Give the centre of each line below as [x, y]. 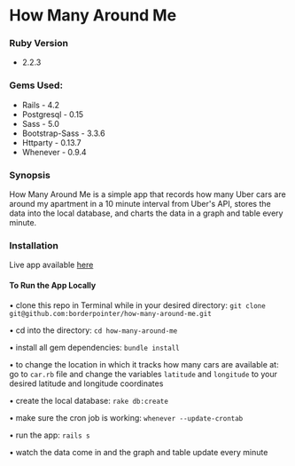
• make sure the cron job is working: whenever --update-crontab [126, 417]
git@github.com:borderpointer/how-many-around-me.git [111, 313]
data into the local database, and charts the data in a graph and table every [146, 213]
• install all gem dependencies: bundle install [94, 347]
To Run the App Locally [53, 285]
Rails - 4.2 [41, 105]
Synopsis [30, 175]
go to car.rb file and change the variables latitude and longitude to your [143, 374]
